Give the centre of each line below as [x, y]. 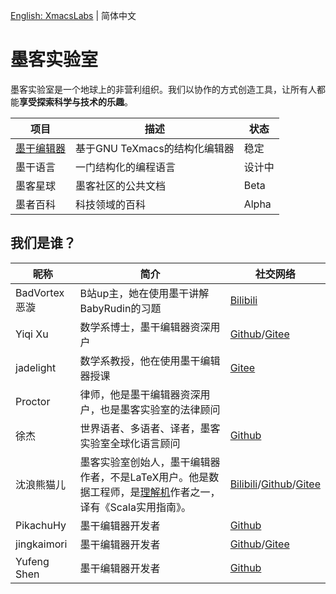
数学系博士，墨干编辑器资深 [145, 327]
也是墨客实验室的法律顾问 [160, 409]
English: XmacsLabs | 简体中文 [73, 15]
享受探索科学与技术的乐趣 [72, 101]
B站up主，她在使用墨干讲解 [144, 293]
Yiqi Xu [32, 334]
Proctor [33, 401]
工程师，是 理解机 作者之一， [155, 492]
